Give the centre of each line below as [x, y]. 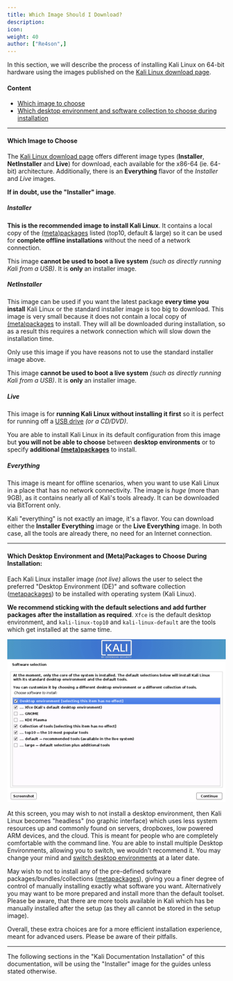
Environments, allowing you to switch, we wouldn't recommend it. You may [114, 850]
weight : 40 [23, 37]
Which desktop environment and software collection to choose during [117, 111]
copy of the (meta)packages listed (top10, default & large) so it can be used [115, 232]
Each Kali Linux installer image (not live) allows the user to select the [105, 579]
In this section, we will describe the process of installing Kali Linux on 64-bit [116, 65]
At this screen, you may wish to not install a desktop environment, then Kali [114, 813]
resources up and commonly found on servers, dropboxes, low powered [110, 828]
